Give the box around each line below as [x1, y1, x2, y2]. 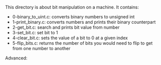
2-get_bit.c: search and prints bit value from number [12, 24, 120, 30]
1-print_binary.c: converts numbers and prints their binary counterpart [12, 19, 156, 25]
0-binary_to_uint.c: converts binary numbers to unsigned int [12, 14, 135, 19]
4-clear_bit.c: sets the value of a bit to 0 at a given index [12, 35, 128, 41]
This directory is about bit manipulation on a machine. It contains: [5, 4, 139, 10]
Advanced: [5, 55, 27, 61]
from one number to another [12, 46, 71, 51]
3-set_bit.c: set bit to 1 [12, 30, 58, 35]
